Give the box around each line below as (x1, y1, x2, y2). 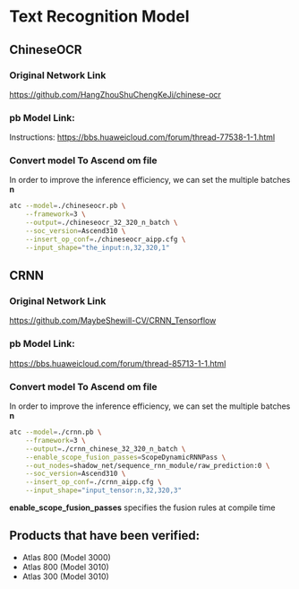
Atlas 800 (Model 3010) (21, 561, 109, 572)
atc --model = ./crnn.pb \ (9, 428, 102, 437)
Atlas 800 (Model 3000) (21, 551, 112, 562)
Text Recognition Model (9, 6, 190, 27)
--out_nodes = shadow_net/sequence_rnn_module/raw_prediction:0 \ (25, 461, 270, 470)
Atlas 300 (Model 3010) (21, 571, 109, 582)
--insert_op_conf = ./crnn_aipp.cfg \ (25, 478, 163, 487)
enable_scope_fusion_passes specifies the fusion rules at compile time (9, 502, 276, 513)
